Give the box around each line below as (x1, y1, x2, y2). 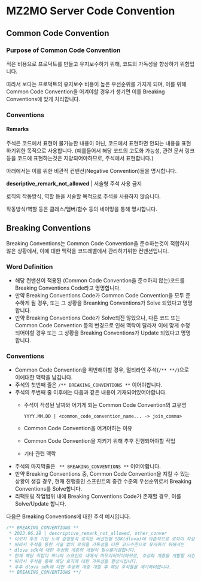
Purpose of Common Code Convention (6, 46, 121, 54)
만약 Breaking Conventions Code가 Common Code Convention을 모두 (14, 292, 184, 299)
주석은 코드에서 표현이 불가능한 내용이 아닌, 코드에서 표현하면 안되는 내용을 (6, 139, 181, 147)
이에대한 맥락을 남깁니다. (14, 374, 73, 381)
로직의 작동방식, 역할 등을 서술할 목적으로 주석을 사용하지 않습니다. (6, 193, 162, 200)
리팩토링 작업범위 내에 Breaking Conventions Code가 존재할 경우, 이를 (14, 492, 181, 500)
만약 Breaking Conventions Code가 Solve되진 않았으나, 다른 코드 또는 (14, 314, 181, 321)
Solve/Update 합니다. (14, 500, 67, 507)
